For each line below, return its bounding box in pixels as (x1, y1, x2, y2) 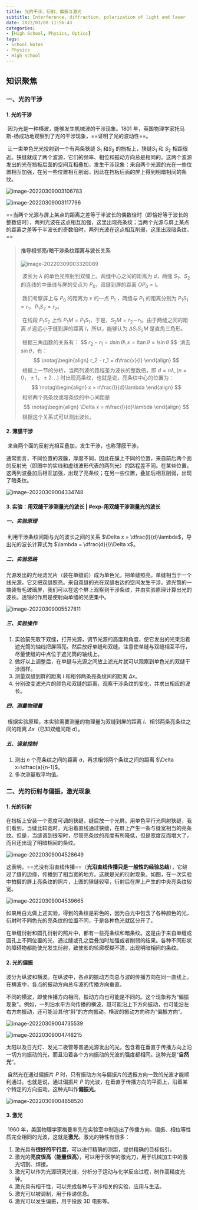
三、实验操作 (6, 620, 37, 627)
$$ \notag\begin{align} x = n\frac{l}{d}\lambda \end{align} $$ (31, 384, 181, 391)
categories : (6, 25, 35, 31)
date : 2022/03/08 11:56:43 (6, 20, 72, 25)
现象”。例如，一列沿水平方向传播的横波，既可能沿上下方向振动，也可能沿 (6, 1000, 184, 1008)
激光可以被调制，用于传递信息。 (14, 1190, 93, 1197)
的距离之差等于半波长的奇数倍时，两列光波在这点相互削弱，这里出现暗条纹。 (6, 226, 192, 233)
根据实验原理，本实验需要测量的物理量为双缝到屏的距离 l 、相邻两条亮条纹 (7, 718, 186, 725)
